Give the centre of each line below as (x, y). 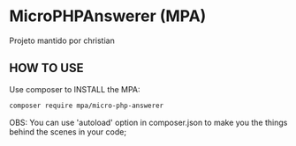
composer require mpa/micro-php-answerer (87, 106)
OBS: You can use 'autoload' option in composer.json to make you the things (148, 122)
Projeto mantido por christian (62, 40)
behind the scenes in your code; (68, 131)
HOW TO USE (46, 68)
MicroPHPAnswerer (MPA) (108, 16)
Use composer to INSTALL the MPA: (75, 89)
